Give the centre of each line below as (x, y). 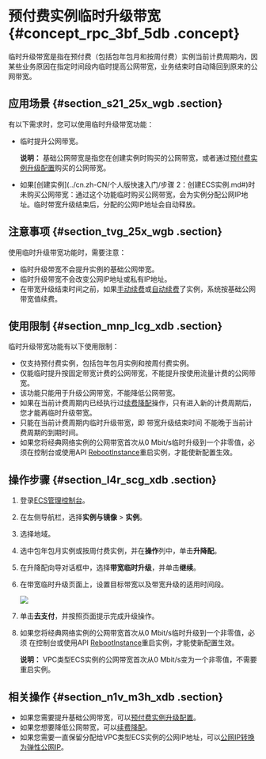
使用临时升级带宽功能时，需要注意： (67, 252)
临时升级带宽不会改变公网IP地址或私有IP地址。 (95, 279)
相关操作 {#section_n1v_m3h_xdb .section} (116, 697)
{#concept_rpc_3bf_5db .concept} (124, 34)
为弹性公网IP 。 (44, 747)
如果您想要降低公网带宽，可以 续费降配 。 (85, 727)
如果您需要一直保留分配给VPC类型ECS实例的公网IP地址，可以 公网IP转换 (137, 737)
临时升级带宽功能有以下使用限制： (64, 347)
